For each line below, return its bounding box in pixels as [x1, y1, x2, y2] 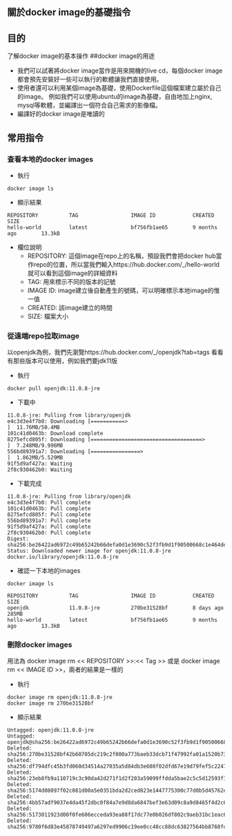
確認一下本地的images [17, 567, 81, 575]
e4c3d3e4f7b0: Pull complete [7, 500, 91, 506]
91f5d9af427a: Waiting [7, 460, 72, 468]
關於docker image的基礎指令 [7, 6, 131, 19]
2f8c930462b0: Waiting [7, 466, 72, 473]
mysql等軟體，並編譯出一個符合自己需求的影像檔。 [17, 101, 162, 109]
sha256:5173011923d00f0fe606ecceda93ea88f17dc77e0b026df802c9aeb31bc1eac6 [7, 811, 227, 819]
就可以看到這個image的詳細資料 [27, 269, 118, 277]
